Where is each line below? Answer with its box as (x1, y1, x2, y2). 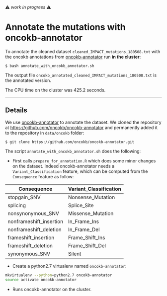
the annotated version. (5, 77, 51, 83)
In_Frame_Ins (68, 218, 99, 225)
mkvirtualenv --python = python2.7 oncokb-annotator (5, 273, 112, 278)
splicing (7, 202, 26, 209)
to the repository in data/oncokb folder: (5, 130, 84, 136)
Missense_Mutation (68, 210, 114, 217)
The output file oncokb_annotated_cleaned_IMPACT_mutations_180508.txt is (5, 72, 157, 78)
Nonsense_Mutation (68, 194, 115, 201)
